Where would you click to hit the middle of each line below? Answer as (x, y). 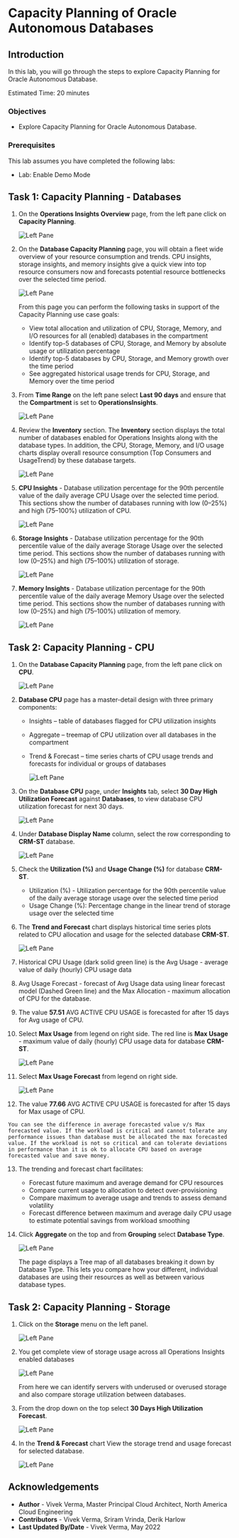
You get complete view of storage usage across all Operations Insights (122, 1352)
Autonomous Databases (81, 28)
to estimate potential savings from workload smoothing (109, 1221)
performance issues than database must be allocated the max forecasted (118, 1137)
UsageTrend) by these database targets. (77, 460)
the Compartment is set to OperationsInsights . (88, 403)
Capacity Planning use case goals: (69, 315)
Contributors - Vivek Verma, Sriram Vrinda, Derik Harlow (102, 1519)
